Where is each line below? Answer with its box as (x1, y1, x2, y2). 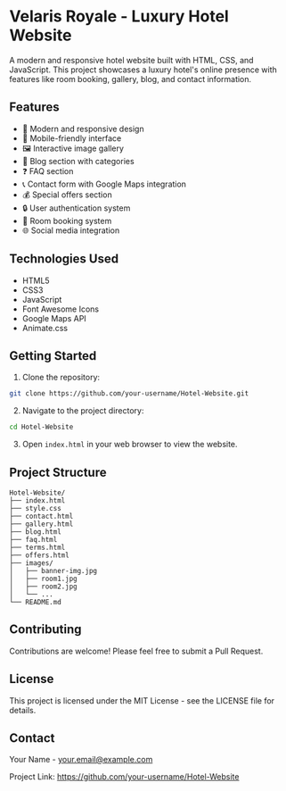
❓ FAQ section (21, 165, 74, 176)
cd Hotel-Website (9, 422, 74, 432)
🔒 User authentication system (21, 203, 131, 213)
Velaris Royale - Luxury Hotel (9, 6, 229, 27)
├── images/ (9, 558, 53, 568)
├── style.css (9, 504, 62, 512)
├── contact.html (9, 512, 74, 520)
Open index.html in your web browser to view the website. (21, 439, 238, 450)
